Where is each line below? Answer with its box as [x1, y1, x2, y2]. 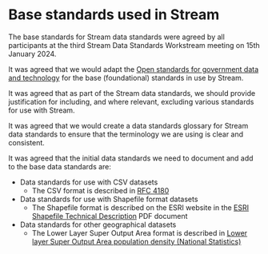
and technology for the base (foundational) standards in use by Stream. [8, 73, 244, 82]
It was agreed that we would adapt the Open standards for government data [8, 64, 259, 73]
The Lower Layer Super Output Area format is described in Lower [31, 228, 248, 237]
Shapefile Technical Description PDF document [31, 211, 188, 220]
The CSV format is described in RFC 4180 [31, 185, 170, 195]
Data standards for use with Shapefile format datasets [19, 194, 198, 204]
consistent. [8, 137, 46, 147]
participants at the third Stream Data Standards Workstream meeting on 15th [8, 40, 260, 50]
